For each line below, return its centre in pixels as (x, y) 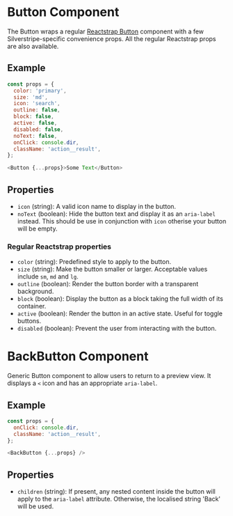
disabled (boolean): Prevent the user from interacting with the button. (117, 329)
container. (32, 306)
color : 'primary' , (40, 91)
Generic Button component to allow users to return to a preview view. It (109, 376)
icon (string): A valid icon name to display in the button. (96, 206)
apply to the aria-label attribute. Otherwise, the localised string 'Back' (119, 499)
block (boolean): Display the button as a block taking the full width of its (120, 299)
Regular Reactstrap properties (59, 247)
